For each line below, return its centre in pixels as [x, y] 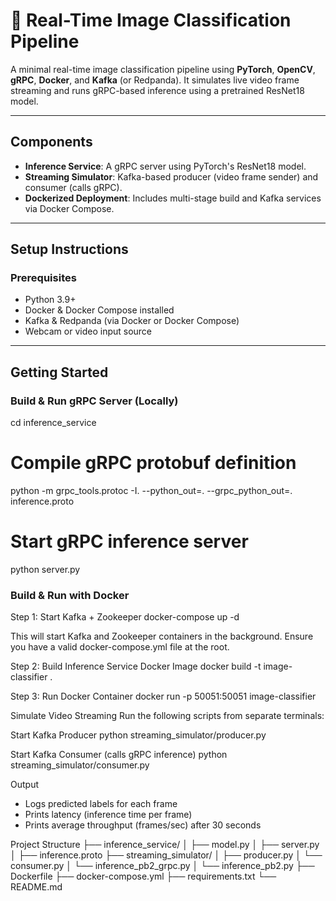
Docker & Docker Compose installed [99, 310]
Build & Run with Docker [70, 595]
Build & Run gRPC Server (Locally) [94, 401]
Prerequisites [43, 278]
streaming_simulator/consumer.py [80, 765]
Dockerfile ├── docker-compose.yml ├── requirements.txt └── [143, 876]
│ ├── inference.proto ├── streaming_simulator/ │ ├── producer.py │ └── [166, 855]
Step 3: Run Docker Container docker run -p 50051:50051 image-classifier [163, 696]
